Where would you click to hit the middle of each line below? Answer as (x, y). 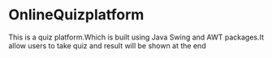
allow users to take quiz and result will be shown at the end (107, 45)
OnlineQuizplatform (76, 15)
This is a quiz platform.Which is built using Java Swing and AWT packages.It (136, 37)
